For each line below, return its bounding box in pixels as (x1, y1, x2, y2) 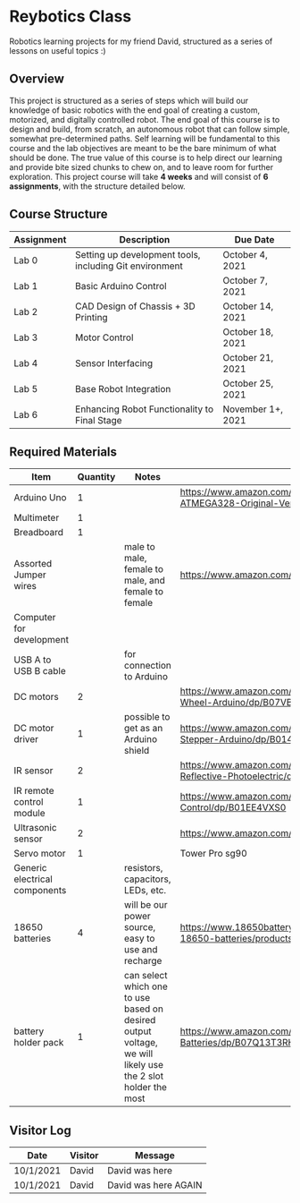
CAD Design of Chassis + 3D (75, 300, 196, 312)
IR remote (13, 785, 54, 798)
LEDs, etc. (123, 884, 167, 897)
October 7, (222, 274, 268, 286)
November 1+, (222, 403, 284, 415)
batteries (13, 933, 52, 945)
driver (13, 733, 38, 746)
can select (123, 969, 168, 982)
